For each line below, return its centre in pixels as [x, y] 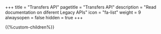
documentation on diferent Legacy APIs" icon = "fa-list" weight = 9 [73, 12]
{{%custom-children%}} [30, 27]
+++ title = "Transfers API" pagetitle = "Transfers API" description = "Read [81, 7]
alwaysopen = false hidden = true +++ [44, 17]
